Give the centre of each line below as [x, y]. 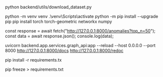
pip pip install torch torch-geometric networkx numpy [59, 22]
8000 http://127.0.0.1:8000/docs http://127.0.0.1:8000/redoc [64, 51]
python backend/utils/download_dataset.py [48, 7]
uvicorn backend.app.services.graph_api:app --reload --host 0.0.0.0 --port [80, 45]
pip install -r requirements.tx [33, 60]
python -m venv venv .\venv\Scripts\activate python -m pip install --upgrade [81, 16]
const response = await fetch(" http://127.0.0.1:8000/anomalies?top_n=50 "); [80, 31]
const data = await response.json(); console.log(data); [59, 36]
